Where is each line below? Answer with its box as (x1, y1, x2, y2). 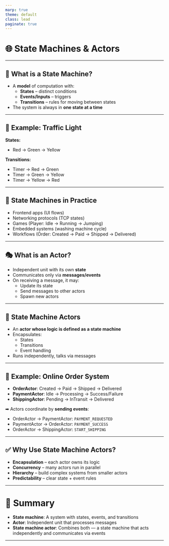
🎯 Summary (5, 498, 55, 509)
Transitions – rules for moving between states (20, 99, 116, 105)
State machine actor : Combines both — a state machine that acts (12, 524, 149, 531)
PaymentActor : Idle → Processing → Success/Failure (12, 391, 123, 397)
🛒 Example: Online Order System (5, 372, 110, 380)
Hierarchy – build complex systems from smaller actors (12, 470, 128, 476)
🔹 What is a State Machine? (5, 69, 93, 78)
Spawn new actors (20, 293, 59, 299)
